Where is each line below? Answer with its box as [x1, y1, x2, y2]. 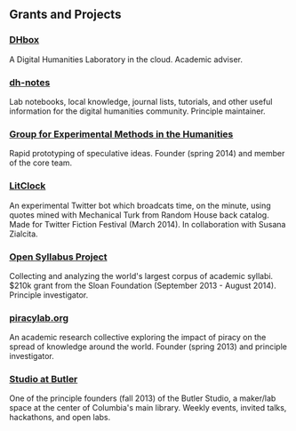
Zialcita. [9, 228, 38, 239]
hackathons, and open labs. [9, 412, 111, 423]
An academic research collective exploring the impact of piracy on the [9, 332, 267, 343]
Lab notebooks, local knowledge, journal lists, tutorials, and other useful [9, 96, 273, 107]
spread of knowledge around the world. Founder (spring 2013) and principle [9, 341, 287, 352]
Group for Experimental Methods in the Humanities [9, 128, 234, 140]
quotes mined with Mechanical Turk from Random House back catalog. [9, 209, 269, 220]
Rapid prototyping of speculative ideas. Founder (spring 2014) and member [9, 148, 285, 159]
